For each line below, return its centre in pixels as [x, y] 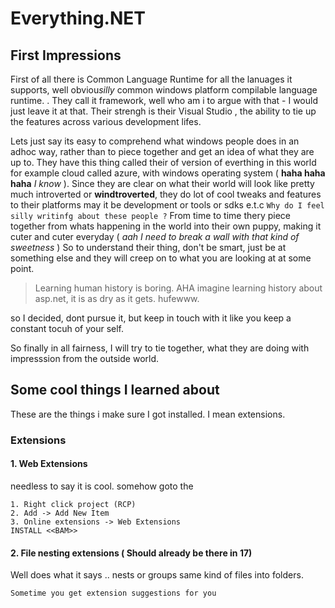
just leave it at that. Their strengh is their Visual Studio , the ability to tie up [163, 111]
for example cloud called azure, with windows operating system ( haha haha [168, 173]
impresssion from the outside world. [85, 358]
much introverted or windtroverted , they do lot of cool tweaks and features [166, 194]
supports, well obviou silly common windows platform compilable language [164, 90]
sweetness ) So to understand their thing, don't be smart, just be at [148, 247]
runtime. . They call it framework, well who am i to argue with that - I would [164, 100]
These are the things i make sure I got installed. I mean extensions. [148, 414]
